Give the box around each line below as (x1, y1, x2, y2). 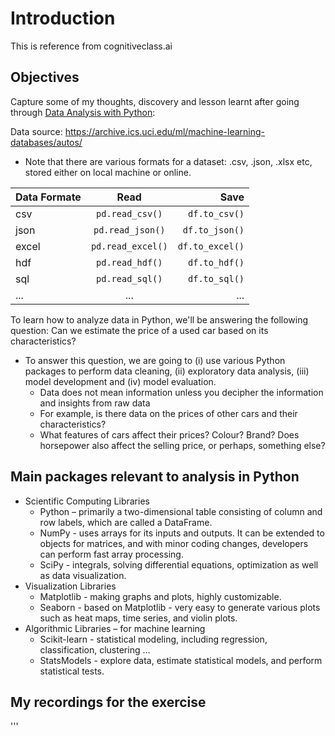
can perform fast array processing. (39, 548, 184, 560)
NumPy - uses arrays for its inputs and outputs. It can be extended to (39, 527, 325, 539)
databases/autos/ (10, 136, 83, 148)
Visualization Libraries (24, 580, 117, 592)
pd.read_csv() (96, 208, 163, 219)
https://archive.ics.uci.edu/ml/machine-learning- (64, 125, 265, 137)
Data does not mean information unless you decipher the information (39, 386, 324, 398)
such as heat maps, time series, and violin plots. (39, 612, 238, 624)
